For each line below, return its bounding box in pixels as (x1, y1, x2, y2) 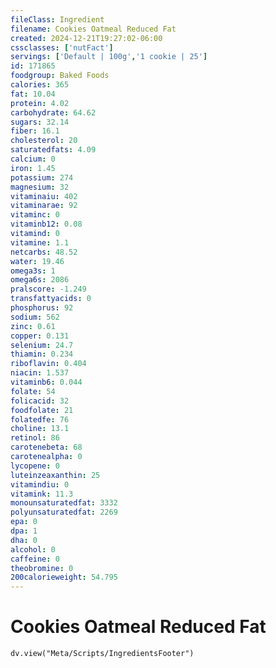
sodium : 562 (10, 312, 60, 322)
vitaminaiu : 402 (10, 191, 78, 201)
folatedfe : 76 (10, 414, 70, 425)
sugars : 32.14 (10, 117, 70, 127)
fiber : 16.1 (10, 126, 60, 136)
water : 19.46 (10, 256, 65, 266)
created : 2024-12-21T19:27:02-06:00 (10, 33, 163, 43)
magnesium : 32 (10, 182, 70, 192)
